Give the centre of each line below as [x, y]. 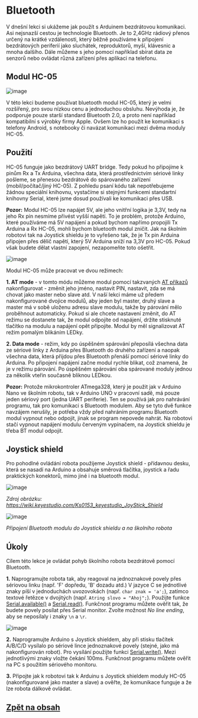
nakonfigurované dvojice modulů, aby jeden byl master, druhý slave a [90, 301]
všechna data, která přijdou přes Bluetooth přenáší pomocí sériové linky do [98, 356]
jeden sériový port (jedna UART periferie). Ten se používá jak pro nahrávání [98, 399]
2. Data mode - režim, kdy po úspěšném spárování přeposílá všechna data [97, 343]
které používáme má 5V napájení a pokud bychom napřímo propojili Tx [92, 222]
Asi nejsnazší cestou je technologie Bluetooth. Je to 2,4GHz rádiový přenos [98, 33]
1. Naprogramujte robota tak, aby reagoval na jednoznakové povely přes [94, 579]
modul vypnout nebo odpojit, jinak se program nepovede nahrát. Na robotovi [99, 418]
